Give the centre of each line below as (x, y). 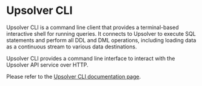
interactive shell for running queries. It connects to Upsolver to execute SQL (101, 33)
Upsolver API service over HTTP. (47, 65)
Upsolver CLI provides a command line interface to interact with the (91, 58)
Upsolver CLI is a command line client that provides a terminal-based (93, 27)
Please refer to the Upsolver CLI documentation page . (74, 76)
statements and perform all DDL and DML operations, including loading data (101, 40)
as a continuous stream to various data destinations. (72, 47)
